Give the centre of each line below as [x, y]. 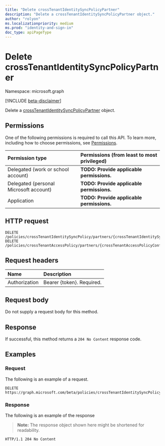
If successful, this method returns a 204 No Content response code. [73, 339]
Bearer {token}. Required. [72, 282]
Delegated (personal [31, 183]
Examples [20, 354]
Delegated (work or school [38, 169]
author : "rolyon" [23, 19]
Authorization [23, 282]
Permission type [27, 158]
